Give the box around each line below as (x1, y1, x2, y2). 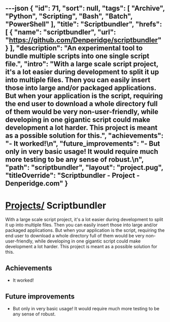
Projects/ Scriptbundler (5, 200, 107, 211)
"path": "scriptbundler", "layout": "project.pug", (5, 163, 163, 172)
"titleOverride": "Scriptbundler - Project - (5, 171, 140, 180)
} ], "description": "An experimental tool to (5, 44, 143, 52)
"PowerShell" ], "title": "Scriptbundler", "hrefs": (5, 20, 162, 29)
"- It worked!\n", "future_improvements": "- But (5, 140, 160, 148)
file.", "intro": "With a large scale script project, (5, 60, 159, 68)
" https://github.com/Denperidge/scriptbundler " (5, 36, 162, 45)
